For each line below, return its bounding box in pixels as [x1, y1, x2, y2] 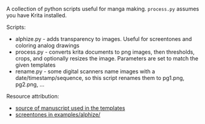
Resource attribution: [6, 93, 59, 100]
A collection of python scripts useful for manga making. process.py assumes [6, 5, 199, 12]
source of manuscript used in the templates [15, 104, 125, 112]
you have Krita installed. [6, 12, 67, 19]
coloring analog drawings [15, 42, 80, 49]
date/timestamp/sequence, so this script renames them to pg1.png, [15, 75, 185, 81]
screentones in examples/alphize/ [15, 111, 101, 118]
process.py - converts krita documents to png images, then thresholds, [15, 48, 195, 56]
